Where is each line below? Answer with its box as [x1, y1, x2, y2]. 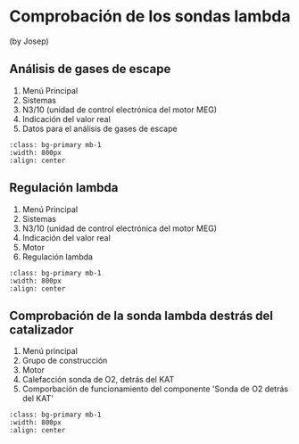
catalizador [9, 322, 74, 337]
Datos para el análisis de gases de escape [21, 123, 178, 134]
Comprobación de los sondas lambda [9, 6, 291, 27]
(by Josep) [9, 36, 49, 46]
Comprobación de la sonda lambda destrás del [9, 308, 274, 323]
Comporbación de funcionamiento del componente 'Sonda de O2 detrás [21, 383, 288, 394]
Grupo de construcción [21, 355, 108, 366]
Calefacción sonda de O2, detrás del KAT [21, 374, 175, 385]
